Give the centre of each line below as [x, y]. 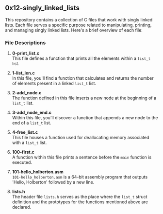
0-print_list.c [26, 53]
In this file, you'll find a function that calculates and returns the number [83, 78]
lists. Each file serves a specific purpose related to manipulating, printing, [78, 25]
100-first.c [23, 152]
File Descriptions [25, 42]
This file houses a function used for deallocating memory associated [81, 138]
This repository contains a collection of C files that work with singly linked [79, 19]
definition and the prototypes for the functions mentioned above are [80, 202]
